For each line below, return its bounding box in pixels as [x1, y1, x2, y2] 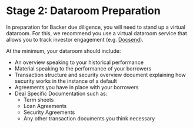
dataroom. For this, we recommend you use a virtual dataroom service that [6, 29, 187, 36]
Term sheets [23, 96, 54, 103]
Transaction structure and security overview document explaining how [14, 71, 187, 78]
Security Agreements [23, 109, 75, 116]
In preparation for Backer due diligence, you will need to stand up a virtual [6, 23, 185, 31]
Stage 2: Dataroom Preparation [6, 4, 161, 18]
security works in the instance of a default [14, 78, 117, 85]
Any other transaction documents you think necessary [23, 114, 155, 122]
